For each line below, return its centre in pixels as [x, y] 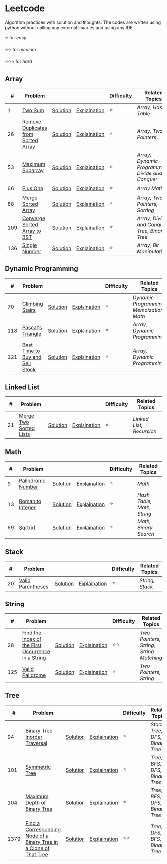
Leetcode [25, 9]
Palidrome [34, 675]
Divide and [149, 173]
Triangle [32, 334]
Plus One [33, 188]
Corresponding [43, 829]
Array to [32, 231]
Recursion [144, 432]
